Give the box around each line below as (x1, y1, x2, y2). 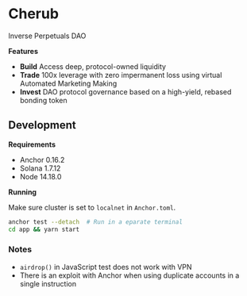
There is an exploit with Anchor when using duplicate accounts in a (19, 271, 240, 280)
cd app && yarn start (8, 225, 80, 233)
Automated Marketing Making (19, 79, 118, 88)
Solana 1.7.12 (19, 163, 61, 173)
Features (8, 46, 38, 56)
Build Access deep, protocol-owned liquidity (19, 61, 167, 71)
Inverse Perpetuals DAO (8, 31, 87, 40)
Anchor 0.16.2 (19, 155, 65, 164)
